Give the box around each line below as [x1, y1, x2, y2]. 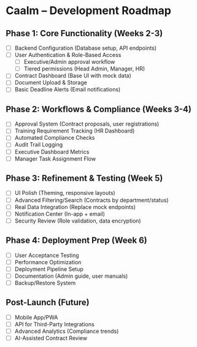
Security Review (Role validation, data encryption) [14, 217, 142, 224]
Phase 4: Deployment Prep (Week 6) [6, 235, 148, 246]
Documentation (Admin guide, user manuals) [14, 272, 128, 280]
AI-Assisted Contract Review [14, 334, 87, 341]
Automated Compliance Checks [14, 134, 96, 142]
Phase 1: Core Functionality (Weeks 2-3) [6, 28, 163, 39]
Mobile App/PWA [14, 313, 58, 321]
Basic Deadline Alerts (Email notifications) [14, 86, 121, 93]
